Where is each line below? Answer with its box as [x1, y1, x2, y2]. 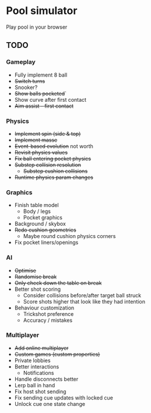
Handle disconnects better [14, 376, 79, 383]
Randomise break [14, 273, 57, 280]
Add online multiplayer [14, 344, 69, 352]
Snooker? [14, 84, 38, 91]
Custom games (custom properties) [14, 350, 100, 357]
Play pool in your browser [6, 23, 68, 30]
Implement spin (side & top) [14, 130, 81, 137]
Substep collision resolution [14, 161, 82, 168]
